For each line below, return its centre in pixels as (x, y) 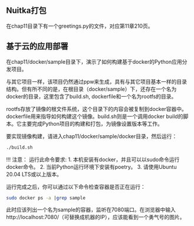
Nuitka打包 (26, 11)
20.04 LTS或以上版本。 (34, 174)
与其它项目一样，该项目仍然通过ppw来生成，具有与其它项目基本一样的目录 (97, 81)
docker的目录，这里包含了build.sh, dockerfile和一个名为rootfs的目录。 (91, 96)
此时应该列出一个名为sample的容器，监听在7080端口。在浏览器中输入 (91, 210)
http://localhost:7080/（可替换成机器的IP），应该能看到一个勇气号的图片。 (96, 217)
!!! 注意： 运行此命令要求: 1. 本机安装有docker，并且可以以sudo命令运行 (93, 159)
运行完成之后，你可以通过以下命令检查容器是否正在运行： (76, 186)
